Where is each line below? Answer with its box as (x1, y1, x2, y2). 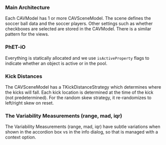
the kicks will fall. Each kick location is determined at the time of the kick (5, 89, 154, 95)
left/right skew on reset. (5, 100, 54, 106)
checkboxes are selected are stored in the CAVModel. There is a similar (5, 26, 152, 32)
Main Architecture (5, 4, 50, 11)
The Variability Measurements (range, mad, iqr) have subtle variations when (5, 124, 161, 130)
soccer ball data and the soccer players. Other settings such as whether (5, 20, 153, 26)
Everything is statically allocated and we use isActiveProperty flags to (5, 55, 150, 61)
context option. (5, 134, 36, 141)
